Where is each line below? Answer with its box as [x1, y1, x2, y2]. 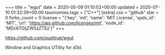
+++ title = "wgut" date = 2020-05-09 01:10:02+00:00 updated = [5, 4, 139, 10]
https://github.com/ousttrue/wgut [5, 35, 74, 41]
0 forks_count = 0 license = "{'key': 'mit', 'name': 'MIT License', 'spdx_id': [5, 15, 156, 20]
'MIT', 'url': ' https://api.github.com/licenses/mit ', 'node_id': [5, 20, 125, 26]
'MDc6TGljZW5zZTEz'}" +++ [5, 25, 65, 31]
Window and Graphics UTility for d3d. [5, 45, 82, 50]
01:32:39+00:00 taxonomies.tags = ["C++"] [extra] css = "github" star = [10, 9, 159, 15]
